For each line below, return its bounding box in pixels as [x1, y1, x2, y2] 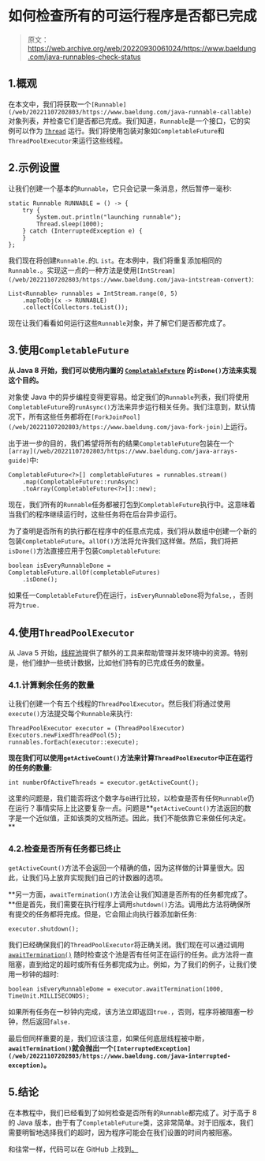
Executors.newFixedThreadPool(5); [8, 731, 122, 740]
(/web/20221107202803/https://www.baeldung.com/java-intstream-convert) [8, 275, 252, 284]
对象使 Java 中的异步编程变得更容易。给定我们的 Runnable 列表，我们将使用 [8, 392, 250, 402]
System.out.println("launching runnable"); [36, 213, 181, 221]
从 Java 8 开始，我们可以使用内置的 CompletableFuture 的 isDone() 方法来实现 [8, 366, 257, 375]
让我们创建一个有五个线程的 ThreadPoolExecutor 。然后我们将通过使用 [8, 699, 231, 708]
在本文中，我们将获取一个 [8, 99, 91, 109]
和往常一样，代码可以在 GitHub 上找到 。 [8, 1144, 139, 1154]
